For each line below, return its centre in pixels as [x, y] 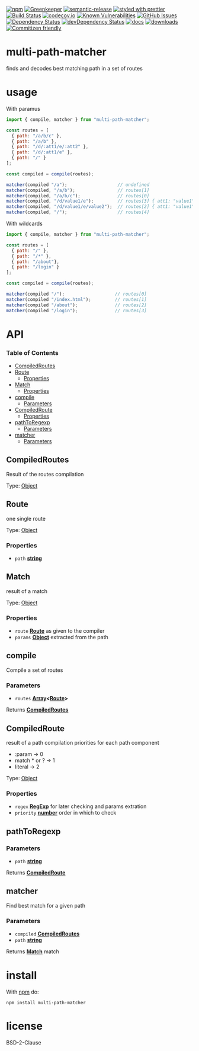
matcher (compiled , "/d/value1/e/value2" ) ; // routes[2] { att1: [88, 207]
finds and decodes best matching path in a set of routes [75, 68]
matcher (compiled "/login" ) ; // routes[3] [76, 310]
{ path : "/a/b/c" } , [37, 136]
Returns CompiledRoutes [37, 710]
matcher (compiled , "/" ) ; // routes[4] [78, 212]
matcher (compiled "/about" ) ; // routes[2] [76, 305]
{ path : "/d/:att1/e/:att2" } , [50, 147]
